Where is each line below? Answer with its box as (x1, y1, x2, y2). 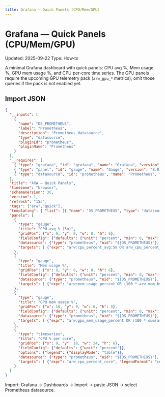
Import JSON (5, 94, 46, 103)
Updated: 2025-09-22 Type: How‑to (5, 55, 79, 61)
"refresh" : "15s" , (9, 199, 48, 204)
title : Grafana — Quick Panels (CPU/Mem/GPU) (5, 7, 100, 12)
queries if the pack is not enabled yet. (5, 80, 82, 86)
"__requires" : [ (9, 158, 43, 163)
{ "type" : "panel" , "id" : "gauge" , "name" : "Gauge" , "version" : (14, 167, 148, 172)
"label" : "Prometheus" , (18, 126, 67, 131)
